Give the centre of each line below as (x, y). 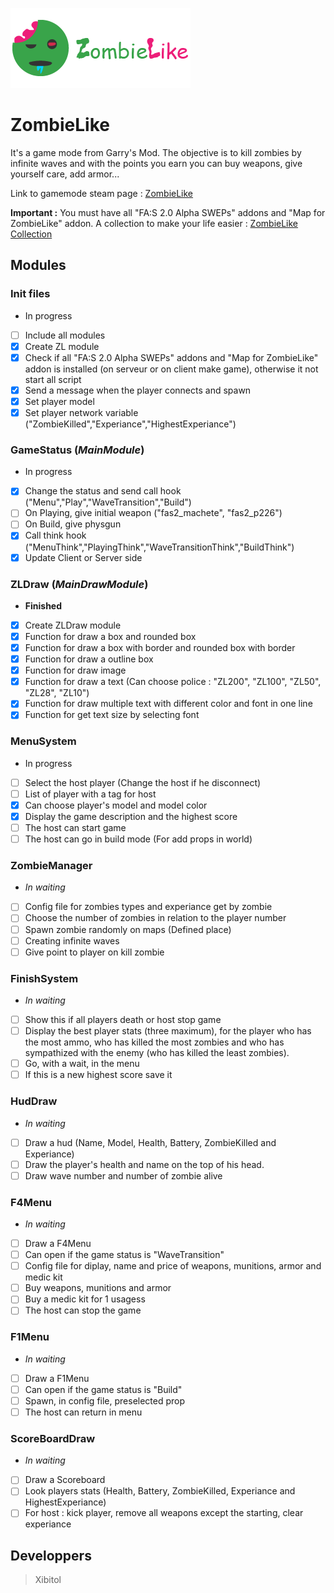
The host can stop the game (83, 1310)
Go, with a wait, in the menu (82, 1064)
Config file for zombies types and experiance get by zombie (148, 907)
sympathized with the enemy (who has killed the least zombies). (157, 1053)
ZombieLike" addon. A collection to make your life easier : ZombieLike (154, 223)
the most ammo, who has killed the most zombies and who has (154, 1042)
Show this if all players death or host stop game (123, 1019)
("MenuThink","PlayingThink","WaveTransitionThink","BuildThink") (159, 547)
